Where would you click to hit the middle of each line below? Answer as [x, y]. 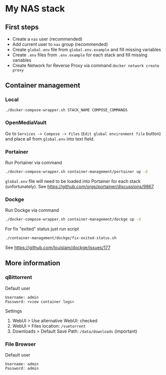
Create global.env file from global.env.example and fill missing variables [87, 50]
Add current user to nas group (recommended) [60, 44]
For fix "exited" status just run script [42, 229]
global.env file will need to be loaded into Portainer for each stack [73, 181]
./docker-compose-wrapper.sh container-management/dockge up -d [73, 220]
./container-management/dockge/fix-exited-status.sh [61, 238]
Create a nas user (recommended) [47, 39]
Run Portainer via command [34, 163]
